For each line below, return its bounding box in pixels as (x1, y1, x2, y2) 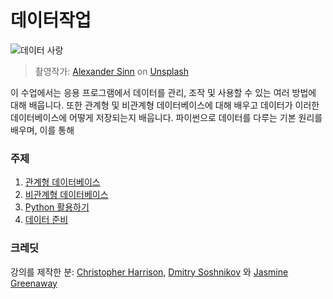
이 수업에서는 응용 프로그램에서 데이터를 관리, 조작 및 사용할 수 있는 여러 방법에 (10, 86, 317, 98)
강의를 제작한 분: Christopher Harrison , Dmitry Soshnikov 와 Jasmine (10, 266, 289, 278)
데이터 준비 (24, 214, 69, 226)
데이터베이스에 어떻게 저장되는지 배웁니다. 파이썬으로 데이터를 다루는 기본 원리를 (10, 111, 323, 123)
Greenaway (10, 277, 58, 289)
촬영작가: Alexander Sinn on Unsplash (34, 65, 189, 77)
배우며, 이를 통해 (10, 124, 75, 136)
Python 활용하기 (24, 201, 90, 213)
